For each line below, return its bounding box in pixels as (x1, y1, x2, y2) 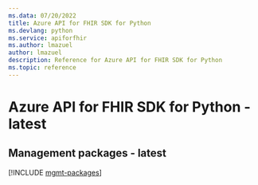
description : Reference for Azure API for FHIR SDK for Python (8, 57, 223, 65)
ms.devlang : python (8, 26, 73, 34)
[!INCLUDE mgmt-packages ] (8, 167, 102, 177)
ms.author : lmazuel (8, 41, 73, 49)
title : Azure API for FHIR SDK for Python (8, 19, 151, 27)
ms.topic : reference (8, 64, 77, 72)
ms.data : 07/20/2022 (8, 11, 77, 20)
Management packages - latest (8, 147, 167, 160)
